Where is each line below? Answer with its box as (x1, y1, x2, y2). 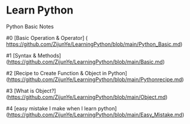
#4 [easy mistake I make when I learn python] (6, 105, 117, 112)
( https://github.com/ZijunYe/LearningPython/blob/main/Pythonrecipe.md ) (6, 76, 184, 83)
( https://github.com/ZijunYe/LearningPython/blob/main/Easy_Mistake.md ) (6, 111, 184, 118)
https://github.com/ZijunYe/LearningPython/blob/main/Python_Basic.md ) (6, 41, 183, 48)
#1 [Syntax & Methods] (6, 52, 61, 59)
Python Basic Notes (6, 23, 54, 30)
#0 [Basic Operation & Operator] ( (6, 34, 88, 41)
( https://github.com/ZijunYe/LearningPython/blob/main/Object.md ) (6, 93, 168, 100)
